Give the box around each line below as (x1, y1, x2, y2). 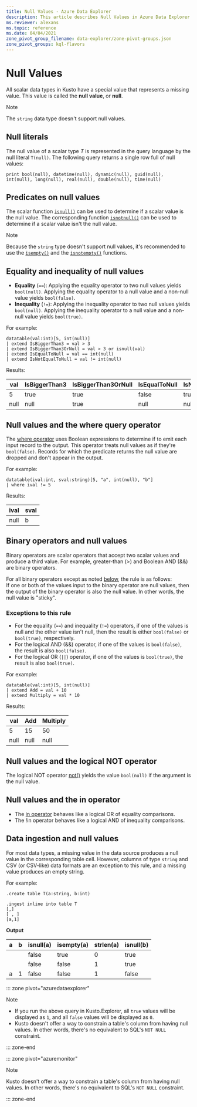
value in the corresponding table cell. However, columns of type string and (6, 855, 189, 862)
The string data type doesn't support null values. (6, 115, 126, 122)
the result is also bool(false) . (14, 647, 87, 654)
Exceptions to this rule (6, 608, 72, 617)
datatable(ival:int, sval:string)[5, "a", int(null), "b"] (6, 477, 154, 483)
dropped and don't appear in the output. (6, 454, 104, 461)
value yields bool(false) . (14, 294, 76, 302)
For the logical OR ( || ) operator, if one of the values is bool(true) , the (14, 654, 184, 661)
